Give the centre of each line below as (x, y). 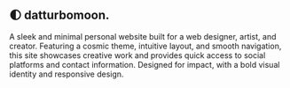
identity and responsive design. (67, 74)
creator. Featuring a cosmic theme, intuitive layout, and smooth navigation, (145, 46)
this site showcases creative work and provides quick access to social (137, 55)
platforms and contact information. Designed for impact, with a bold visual (145, 64)
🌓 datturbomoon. (59, 15)
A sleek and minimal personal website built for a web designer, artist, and (143, 36)
